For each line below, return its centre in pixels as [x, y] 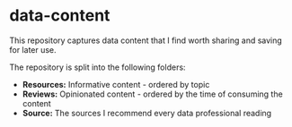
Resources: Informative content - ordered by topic [116, 84]
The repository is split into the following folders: [97, 67]
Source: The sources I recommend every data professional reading [147, 113]
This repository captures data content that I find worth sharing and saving [146, 40]
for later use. [33, 49]
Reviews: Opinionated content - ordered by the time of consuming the [152, 94]
